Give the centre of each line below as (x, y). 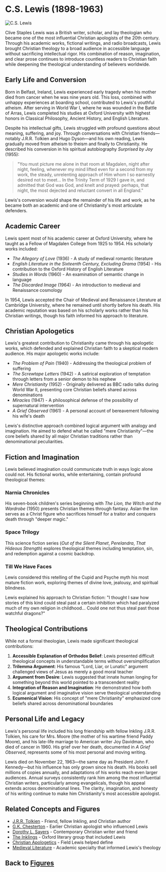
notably (13, 138)
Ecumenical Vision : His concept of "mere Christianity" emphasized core (86, 698)
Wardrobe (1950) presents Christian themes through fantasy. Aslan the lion (82, 509)
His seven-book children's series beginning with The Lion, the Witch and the (83, 504)
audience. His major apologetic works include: (53, 353)
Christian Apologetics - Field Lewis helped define (62, 842)
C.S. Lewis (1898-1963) (54, 9)
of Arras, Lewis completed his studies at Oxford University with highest (78, 113)
